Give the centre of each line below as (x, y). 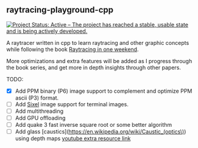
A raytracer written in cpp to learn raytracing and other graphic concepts (98, 42)
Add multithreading (39, 111)
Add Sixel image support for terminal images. (72, 104)
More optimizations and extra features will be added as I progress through (99, 61)
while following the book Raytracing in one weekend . (72, 49)
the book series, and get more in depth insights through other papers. (94, 67)
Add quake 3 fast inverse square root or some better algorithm (94, 125)
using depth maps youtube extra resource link (73, 138)
